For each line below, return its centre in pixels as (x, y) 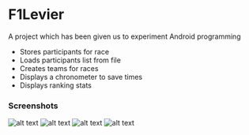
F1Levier (36, 15)
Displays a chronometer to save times (81, 77)
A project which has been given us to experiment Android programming (124, 36)
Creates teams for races (59, 68)
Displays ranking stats (56, 85)
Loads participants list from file (70, 60)
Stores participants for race (64, 51)
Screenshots (33, 106)
